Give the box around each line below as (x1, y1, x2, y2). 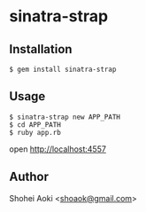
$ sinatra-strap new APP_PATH (9, 113, 121, 122)
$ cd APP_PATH (9, 120, 62, 130)
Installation (9, 42, 73, 57)
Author (9, 169, 49, 185)
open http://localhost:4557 (9, 144, 106, 154)
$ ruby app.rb (9, 128, 62, 137)
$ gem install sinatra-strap (9, 65, 117, 74)
